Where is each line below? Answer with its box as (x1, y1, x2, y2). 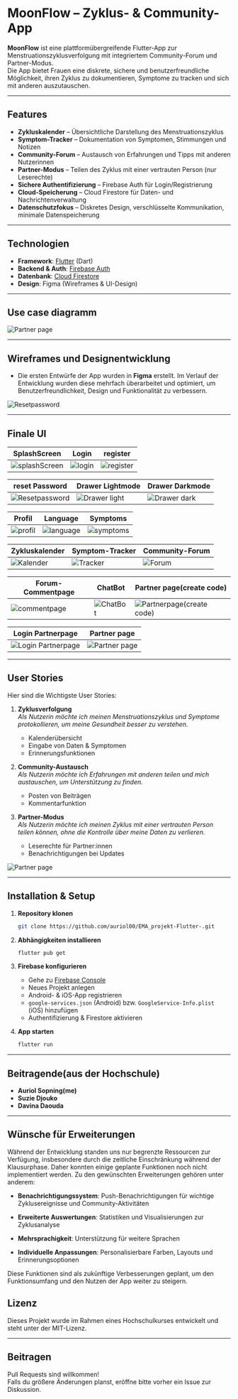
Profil (13, 514, 33, 523)
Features (7, 109, 47, 121)
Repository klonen (17, 909, 73, 917)
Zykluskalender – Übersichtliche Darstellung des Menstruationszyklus (17, 127, 225, 136)
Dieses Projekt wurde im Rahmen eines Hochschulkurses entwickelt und (7, 1316, 219, 1324)
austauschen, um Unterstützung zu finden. (17, 777, 143, 786)
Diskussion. (7, 1385, 41, 1393)
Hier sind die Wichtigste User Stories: (7, 691, 117, 699)
